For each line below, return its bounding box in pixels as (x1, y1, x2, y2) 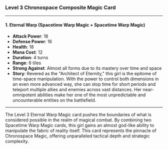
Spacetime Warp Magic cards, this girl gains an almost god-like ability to (5, 122, 154, 128)
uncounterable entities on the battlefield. (12, 97, 96, 103)
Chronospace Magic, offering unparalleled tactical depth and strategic (5, 132, 150, 139)
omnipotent (12, 92, 36, 98)
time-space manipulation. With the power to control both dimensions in (12, 76, 159, 82)
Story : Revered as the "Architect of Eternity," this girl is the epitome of (12, 70, 157, 76)
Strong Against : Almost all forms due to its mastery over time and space (12, 65, 162, 71)
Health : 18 (12, 44, 34, 50)
